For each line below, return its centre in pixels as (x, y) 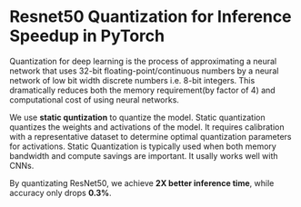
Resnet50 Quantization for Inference (151, 17)
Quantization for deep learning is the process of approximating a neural (143, 61)
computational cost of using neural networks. (95, 99)
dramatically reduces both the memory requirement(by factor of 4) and (142, 90)
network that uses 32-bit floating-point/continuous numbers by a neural (144, 71)
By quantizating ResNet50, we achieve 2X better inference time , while (142, 182)
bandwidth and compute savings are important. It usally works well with (144, 155)
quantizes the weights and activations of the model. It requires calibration (147, 127)
